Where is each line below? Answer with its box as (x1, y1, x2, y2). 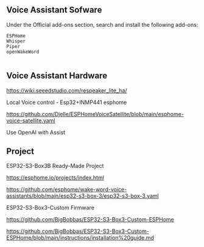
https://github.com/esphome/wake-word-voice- (6, 186, 127, 193)
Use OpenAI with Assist (6, 128, 66, 136)
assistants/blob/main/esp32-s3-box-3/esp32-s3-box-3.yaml (6, 192, 160, 200)
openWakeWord (6, 49, 40, 55)
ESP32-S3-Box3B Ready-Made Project (6, 162, 104, 170)
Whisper (6, 38, 26, 44)
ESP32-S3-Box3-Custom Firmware (6, 204, 94, 212)
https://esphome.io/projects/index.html (6, 174, 105, 181)
